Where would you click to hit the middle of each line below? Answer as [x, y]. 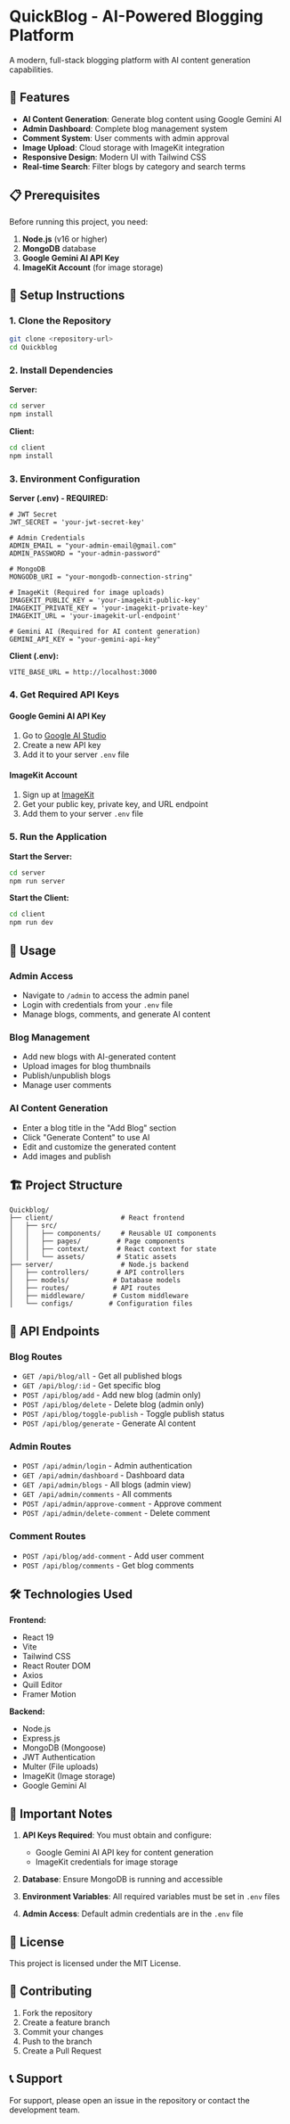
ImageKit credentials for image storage [107, 1862]
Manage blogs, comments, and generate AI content [116, 1014]
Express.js [41, 1738]
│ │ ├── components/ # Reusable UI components [113, 1234]
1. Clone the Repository [60, 320]
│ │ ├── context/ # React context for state [113, 1249]
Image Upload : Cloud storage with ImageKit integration [123, 147]
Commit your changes [63, 2031]
